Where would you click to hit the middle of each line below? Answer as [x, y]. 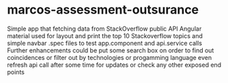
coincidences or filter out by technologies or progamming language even [110, 57]
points [16, 72]
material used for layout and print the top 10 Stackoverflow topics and [105, 35]
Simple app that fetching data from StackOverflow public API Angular [104, 29]
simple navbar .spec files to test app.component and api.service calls [105, 43]
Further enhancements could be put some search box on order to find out [111, 50]
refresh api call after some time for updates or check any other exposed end [114, 65]
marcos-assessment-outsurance [103, 10]
